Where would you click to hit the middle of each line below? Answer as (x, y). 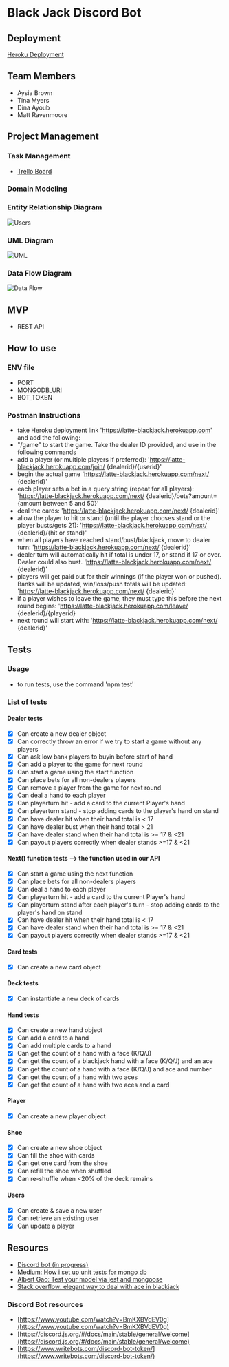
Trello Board (34, 171)
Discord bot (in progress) (53, 1264)
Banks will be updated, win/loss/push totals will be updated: (102, 584)
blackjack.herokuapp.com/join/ (61, 467)
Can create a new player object (61, 1116)
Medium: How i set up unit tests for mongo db (82, 1272)
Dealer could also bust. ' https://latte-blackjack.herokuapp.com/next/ (114, 562)
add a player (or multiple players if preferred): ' (83, 460)
